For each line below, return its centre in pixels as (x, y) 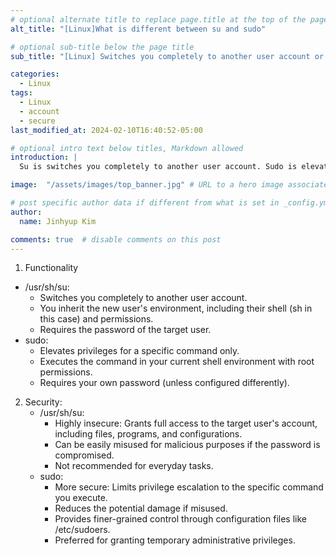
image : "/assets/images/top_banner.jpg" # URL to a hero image (147, 185)
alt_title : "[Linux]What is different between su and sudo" (138, 29)
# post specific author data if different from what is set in (145, 203)
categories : (35, 74)
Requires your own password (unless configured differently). (164, 383)
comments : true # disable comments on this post (116, 239)
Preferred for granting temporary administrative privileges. (175, 540)
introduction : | (44, 157)
